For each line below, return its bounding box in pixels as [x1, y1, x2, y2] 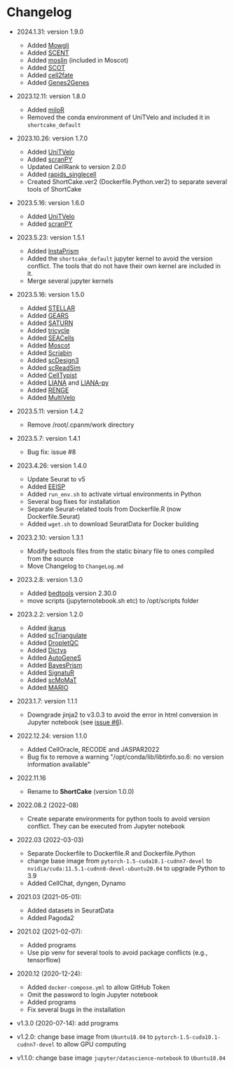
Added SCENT [27, 48, 69, 57]
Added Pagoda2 [27, 913, 74, 922]
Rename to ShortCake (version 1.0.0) [27, 787, 135, 795]
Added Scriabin [27, 348, 72, 357]
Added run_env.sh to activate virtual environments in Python [27, 489, 202, 498]
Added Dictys [27, 646, 67, 654]
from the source [27, 554, 74, 562]
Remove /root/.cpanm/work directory [27, 420, 135, 429]
